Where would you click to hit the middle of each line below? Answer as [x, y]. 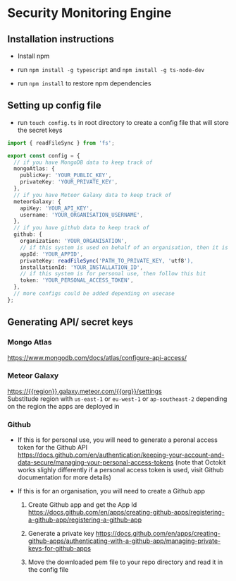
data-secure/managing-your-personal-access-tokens [95, 462]
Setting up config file [54, 106]
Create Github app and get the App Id [82, 505]
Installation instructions [61, 39]
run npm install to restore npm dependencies [84, 83]
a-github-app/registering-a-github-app [85, 520]
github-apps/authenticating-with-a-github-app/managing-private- [124, 541]
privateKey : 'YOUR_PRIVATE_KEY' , [69, 182]
